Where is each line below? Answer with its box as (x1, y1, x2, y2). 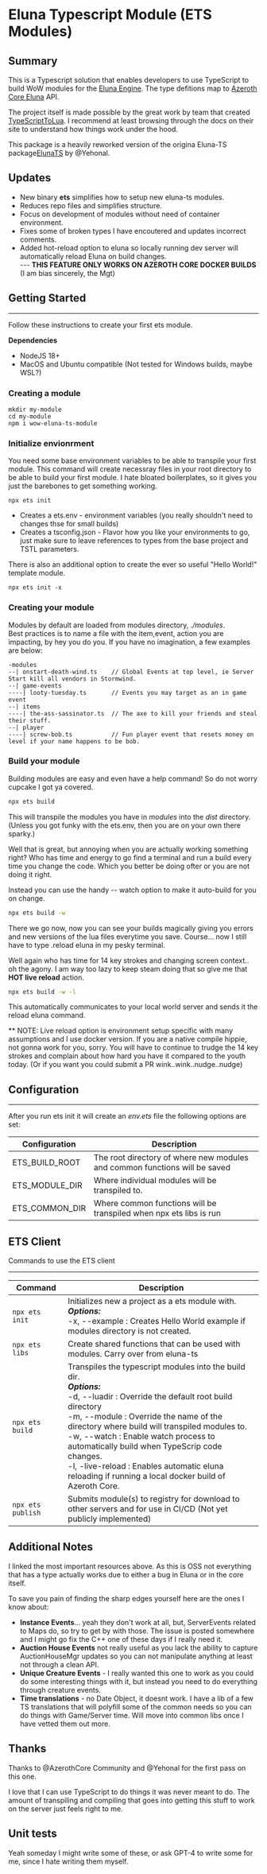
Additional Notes (8, 1540, 94, 1554)
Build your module (8, 755, 81, 766)
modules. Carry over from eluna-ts (67, 1348, 199, 1360)
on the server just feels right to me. (8, 1803, 123, 1814)
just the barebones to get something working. (8, 481, 157, 491)
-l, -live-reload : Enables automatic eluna (67, 1461, 224, 1472)
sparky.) (8, 828, 36, 838)
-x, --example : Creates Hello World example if (67, 1316, 246, 1327)
